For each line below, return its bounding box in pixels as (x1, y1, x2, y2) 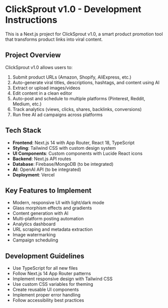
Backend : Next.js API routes (12, 155, 72, 162)
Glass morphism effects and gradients (12, 205, 92, 211)
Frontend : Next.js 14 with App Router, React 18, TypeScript (12, 140, 135, 146)
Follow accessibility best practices (12, 297, 84, 303)
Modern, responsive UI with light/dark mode (12, 200, 104, 206)
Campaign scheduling (12, 237, 59, 243)
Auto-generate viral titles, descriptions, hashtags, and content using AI (12, 79, 160, 85)
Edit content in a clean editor (12, 90, 73, 96)
